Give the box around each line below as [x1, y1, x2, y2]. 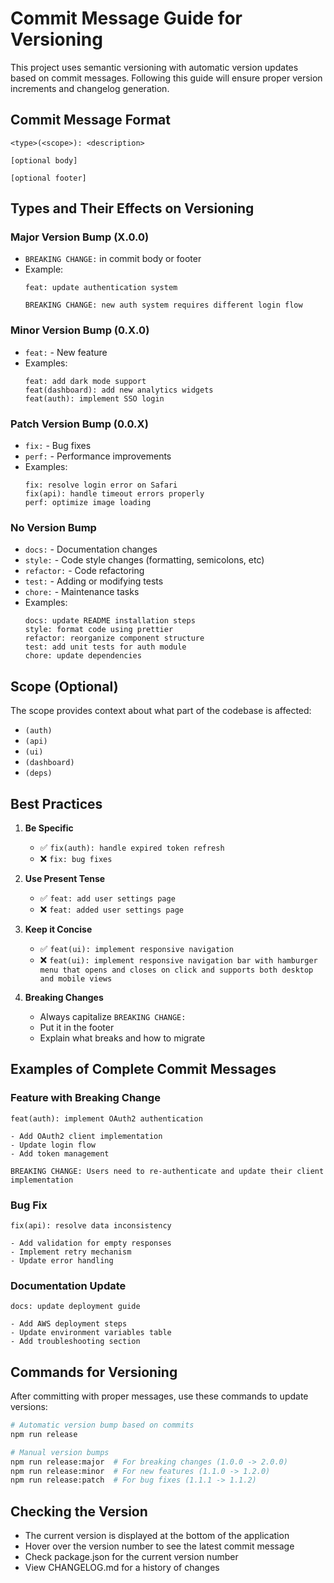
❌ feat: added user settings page [39, 903, 184, 915]
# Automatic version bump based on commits [10, 1420, 195, 1431]
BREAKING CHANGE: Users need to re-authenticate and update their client [10, 1166, 325, 1176]
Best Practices [10, 795, 103, 812]
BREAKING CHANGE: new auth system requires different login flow [24, 300, 303, 311]
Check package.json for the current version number [24, 1551, 239, 1563]
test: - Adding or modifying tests [24, 575, 164, 587]
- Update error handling [10, 1255, 114, 1266]
